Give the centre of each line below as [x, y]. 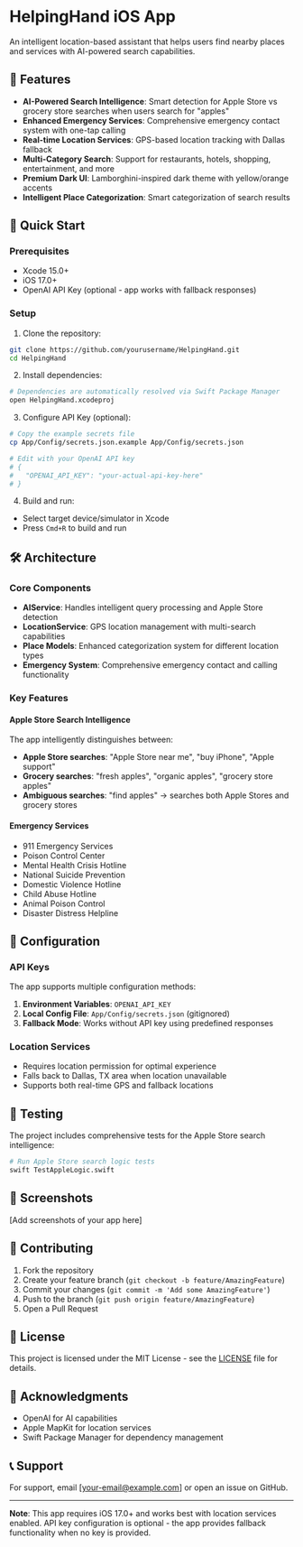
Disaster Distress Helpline [70, 912]
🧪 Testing [37, 1113]
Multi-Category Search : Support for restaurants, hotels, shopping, [147, 159]
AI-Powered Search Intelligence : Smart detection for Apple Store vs [150, 101]
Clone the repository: [62, 333]
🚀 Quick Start [47, 226]
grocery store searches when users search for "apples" [126, 111]
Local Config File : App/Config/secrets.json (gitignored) [126, 1014]
